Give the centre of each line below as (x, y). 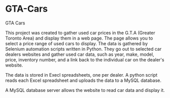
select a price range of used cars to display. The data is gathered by (77, 43)
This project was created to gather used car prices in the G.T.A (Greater (80, 32)
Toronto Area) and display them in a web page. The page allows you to (79, 38)
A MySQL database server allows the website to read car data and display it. (85, 90)
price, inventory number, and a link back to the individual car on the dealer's (85, 59)
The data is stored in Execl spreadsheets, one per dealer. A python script (81, 75)
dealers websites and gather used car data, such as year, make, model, (80, 54)
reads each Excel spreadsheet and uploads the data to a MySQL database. (83, 80)
